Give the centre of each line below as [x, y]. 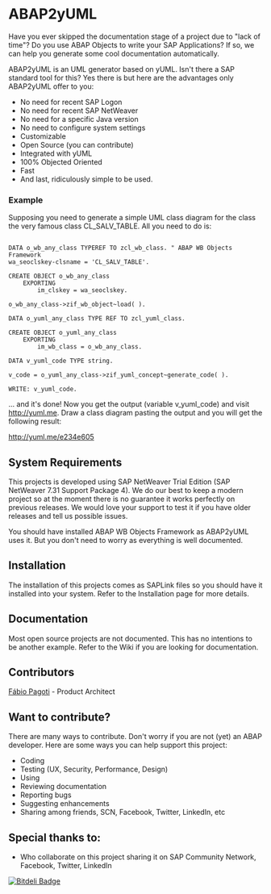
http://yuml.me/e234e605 [51, 437]
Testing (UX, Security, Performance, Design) [94, 769]
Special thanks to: [54, 837]
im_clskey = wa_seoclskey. [83, 290]
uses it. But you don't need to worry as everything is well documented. [126, 541]
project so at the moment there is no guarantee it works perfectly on [122, 499]
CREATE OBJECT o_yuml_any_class [63, 333]
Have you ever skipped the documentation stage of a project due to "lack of [134, 36]
